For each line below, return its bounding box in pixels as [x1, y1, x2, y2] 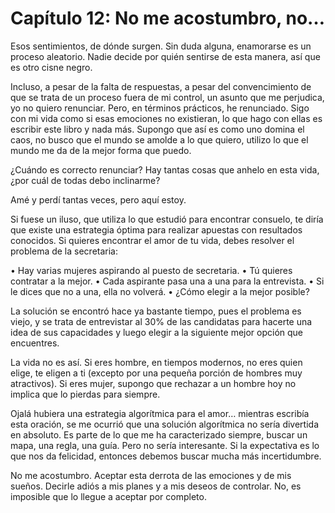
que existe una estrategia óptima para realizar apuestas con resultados [10, 223, 303, 236]
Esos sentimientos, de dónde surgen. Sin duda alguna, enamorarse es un [10, 40, 312, 52]
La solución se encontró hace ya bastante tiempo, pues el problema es [10, 305, 302, 317]
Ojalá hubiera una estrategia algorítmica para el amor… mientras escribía [10, 407, 310, 419]
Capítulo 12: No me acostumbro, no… [10, 7, 326, 30]
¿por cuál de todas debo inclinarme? [10, 174, 161, 186]
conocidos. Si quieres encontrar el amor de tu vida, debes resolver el [10, 234, 295, 246]
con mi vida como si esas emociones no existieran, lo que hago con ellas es [10, 112, 323, 124]
